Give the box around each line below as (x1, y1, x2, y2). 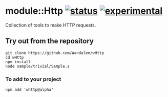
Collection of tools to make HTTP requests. (5, 22, 96, 28)
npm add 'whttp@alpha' (5, 87, 54, 92)
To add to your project (5, 76, 61, 83)
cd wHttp (5, 55, 24, 60)
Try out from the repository (5, 37, 94, 45)
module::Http (5, 5, 63, 17)
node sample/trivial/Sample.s (5, 64, 70, 69)
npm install (5, 59, 31, 64)
